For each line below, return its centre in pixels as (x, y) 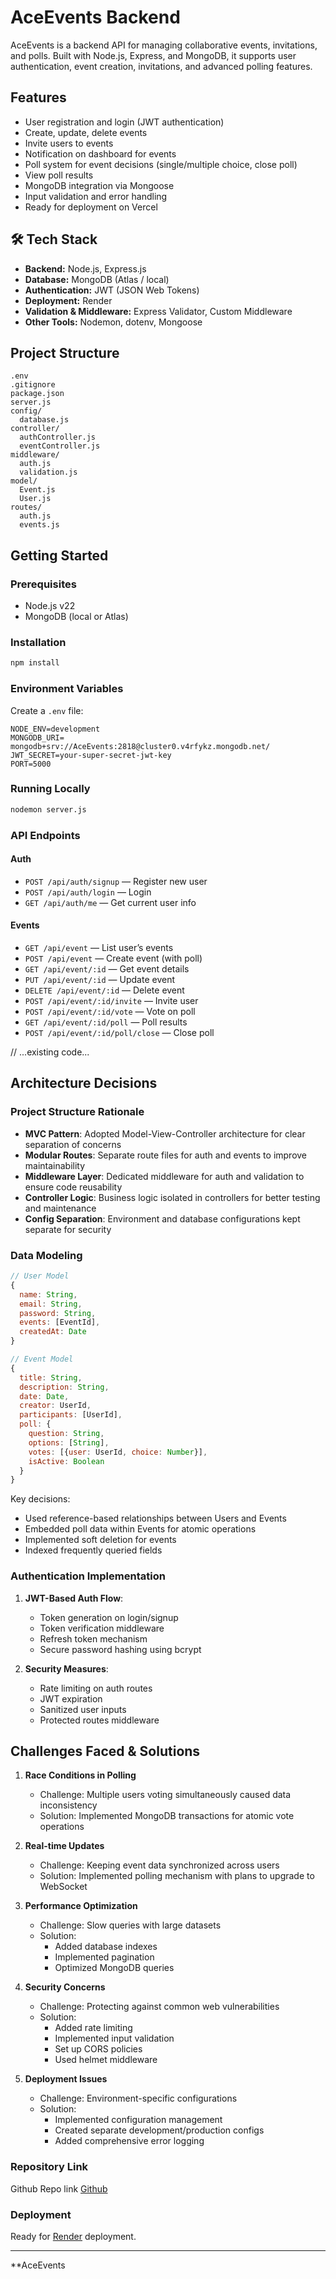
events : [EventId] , (60, 1322)
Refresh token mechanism (93, 1638)
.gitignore (33, 385)
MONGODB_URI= (37, 737)
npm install (35, 663)
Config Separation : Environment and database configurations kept (162, 1218)
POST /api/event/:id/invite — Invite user (111, 1001)
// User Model (40, 1276)
